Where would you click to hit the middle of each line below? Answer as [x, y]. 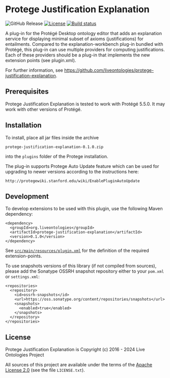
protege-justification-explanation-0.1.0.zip [54, 147]
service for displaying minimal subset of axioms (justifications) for [74, 39]
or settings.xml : [22, 277]
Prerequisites [27, 92]
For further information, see [34, 70]
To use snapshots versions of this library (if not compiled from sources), [81, 266]
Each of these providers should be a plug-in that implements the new [78, 55]
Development [27, 196]
